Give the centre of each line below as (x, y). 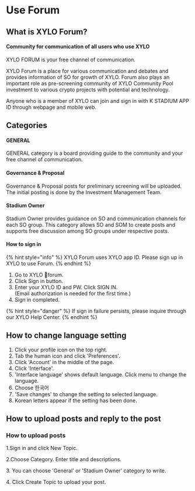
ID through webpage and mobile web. (51, 107)
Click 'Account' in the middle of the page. (64, 362)
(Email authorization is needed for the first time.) (73, 293)
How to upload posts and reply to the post (84, 419)
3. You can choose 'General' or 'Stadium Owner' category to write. (86, 471)
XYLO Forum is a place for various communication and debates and (87, 71)
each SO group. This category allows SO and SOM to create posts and (91, 224)
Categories (27, 125)
